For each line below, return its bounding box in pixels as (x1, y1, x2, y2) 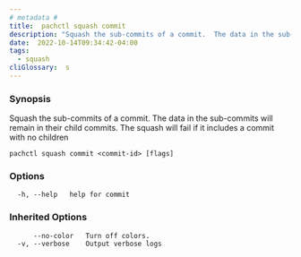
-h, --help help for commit (17, 190, 130, 200)
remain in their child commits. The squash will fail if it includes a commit (9, 123, 275, 133)
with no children (9, 132, 69, 143)
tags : (9, 47, 30, 56)
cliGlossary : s (9, 64, 70, 73)
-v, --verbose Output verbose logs (17, 239, 163, 248)
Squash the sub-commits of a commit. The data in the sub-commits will (9, 113, 273, 124)
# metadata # (9, 13, 58, 22)
